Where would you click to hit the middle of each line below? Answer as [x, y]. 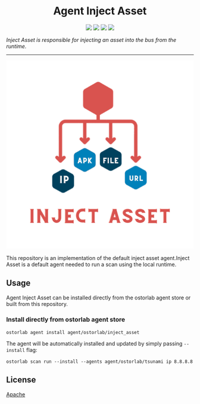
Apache [16, 394]
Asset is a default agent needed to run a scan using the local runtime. [91, 264]
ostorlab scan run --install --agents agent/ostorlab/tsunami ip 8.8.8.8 [100, 362]
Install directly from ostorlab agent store [66, 319]
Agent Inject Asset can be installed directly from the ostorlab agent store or [99, 298]
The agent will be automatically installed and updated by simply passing [94, 344]
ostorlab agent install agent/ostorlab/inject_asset [73, 333]
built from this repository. [37, 304]
